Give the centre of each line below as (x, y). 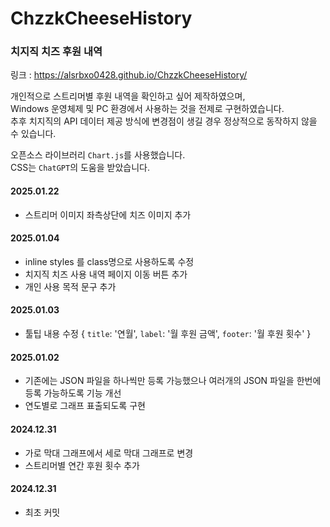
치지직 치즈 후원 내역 (56, 52)
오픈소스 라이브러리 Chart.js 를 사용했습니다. (98, 155)
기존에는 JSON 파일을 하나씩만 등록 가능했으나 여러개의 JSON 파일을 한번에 (173, 381)
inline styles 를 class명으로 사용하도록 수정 (109, 261)
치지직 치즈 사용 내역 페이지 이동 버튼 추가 (106, 274)
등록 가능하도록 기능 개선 (73, 393)
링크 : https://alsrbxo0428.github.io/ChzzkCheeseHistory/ (129, 75)
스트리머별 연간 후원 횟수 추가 (82, 465)
